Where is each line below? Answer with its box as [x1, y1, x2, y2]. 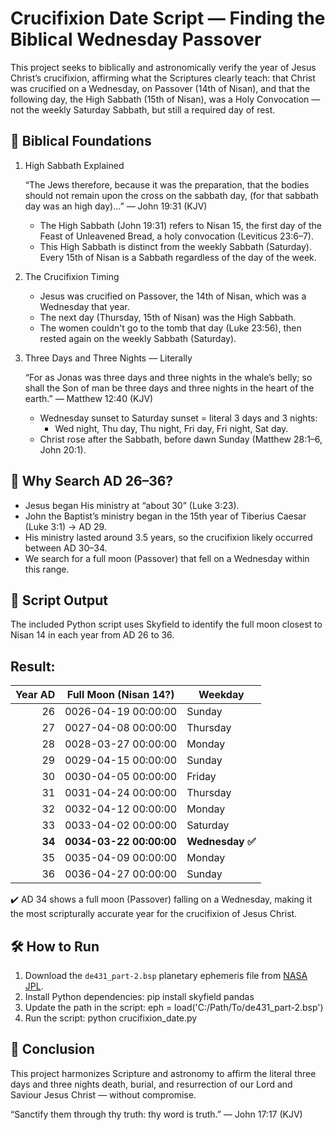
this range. [24, 563, 70, 575]
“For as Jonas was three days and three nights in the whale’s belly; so [24, 371, 313, 383]
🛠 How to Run [10, 938, 100, 955]
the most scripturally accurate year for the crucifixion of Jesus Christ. [10, 908, 298, 920]
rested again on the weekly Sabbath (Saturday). [39, 332, 237, 344]
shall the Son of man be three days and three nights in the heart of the [24, 382, 315, 394]
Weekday [198, 688, 245, 702]
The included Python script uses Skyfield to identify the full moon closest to [10, 618, 323, 631]
